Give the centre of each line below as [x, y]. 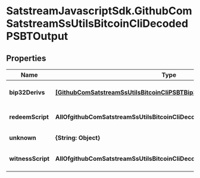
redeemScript [29, 117]
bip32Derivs [27, 92]
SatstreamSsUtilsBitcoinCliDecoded [97, 24]
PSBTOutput [37, 36]
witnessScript [29, 159]
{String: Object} [77, 138]
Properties [26, 58]
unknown [23, 138]
